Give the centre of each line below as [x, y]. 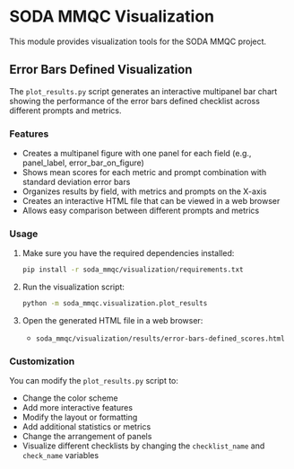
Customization [42, 361]
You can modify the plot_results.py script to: [94, 381]
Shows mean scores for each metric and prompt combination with [144, 173]
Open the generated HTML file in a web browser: [112, 321]
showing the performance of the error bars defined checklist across [134, 101]
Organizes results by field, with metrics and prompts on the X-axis [144, 191]
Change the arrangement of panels [87, 437]
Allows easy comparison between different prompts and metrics [141, 211]
